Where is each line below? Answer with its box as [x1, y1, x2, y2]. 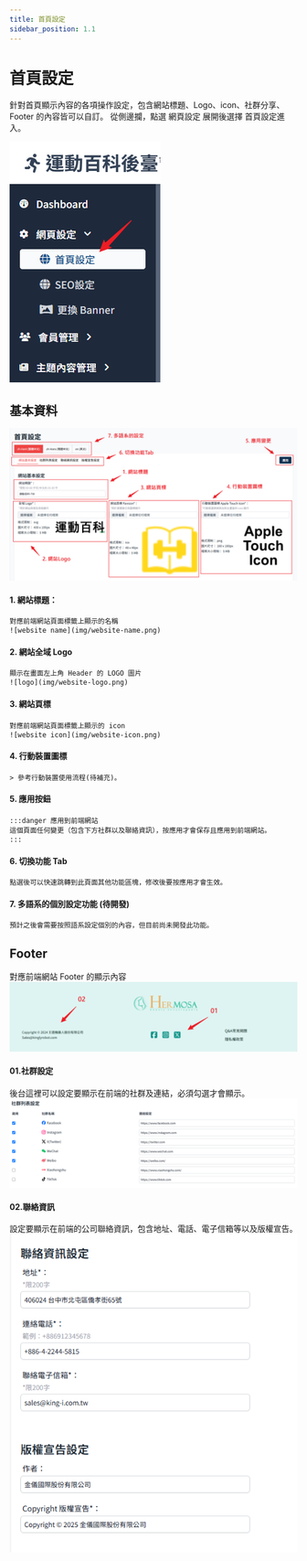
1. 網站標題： [9, 594, 58, 605]
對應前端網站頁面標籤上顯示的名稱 [9, 617, 119, 626]
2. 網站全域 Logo [9, 646, 73, 658]
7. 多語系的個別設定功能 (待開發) [9, 898, 130, 909]
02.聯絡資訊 [9, 1201, 55, 1212]
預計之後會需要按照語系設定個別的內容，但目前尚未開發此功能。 [9, 921, 214, 930]
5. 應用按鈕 [9, 794, 51, 805]
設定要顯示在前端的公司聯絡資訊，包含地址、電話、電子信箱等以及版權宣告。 [9, 1224, 298, 1235]
